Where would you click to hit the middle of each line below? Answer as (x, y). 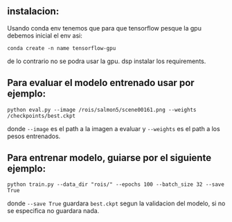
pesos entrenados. (34, 136)
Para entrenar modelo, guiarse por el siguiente (109, 158)
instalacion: (33, 11)
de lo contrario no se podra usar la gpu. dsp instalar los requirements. (107, 61)
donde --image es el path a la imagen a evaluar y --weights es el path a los (114, 128)
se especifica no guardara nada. (53, 211)
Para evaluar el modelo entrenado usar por (101, 83)
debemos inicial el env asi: (45, 35)
